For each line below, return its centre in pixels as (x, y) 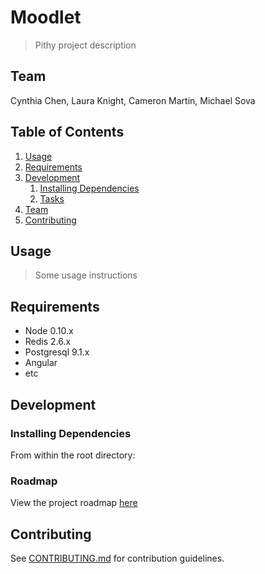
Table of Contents (67, 132)
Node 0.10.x (49, 331)
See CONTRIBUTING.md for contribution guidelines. (117, 558)
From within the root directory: (73, 455)
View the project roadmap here (74, 503)
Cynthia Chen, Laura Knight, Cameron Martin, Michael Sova (133, 100)
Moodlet (46, 17)
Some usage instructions (86, 275)
